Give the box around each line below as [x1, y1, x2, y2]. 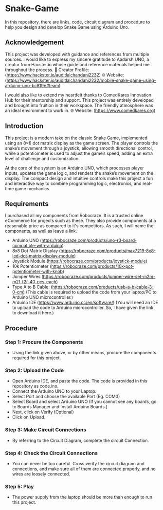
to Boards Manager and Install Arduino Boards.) [12, 404, 108, 410]
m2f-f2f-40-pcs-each [12, 279, 56, 285]
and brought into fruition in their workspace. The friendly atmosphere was [5, 102, 153, 108]
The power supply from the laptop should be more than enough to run [12, 494, 152, 500]
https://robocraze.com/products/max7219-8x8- [60, 248, 156, 254]
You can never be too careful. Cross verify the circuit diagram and [12, 460, 145, 466]
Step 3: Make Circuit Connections [5, 426, 87, 433]
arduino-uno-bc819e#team [5, 82, 59, 88]
